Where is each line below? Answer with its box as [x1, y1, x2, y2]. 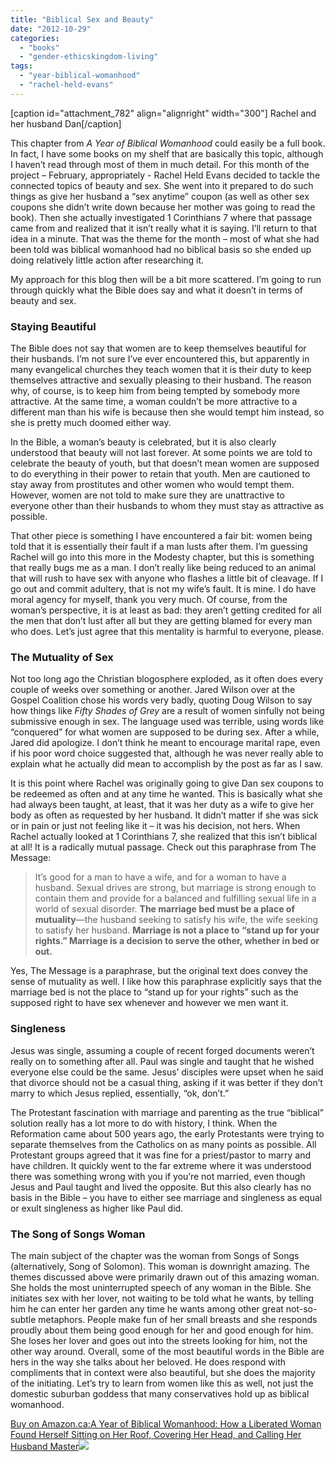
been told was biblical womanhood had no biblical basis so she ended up [10, 243, 312, 255]
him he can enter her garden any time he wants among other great [10, 1302, 284, 1315]
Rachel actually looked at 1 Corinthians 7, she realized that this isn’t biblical [10, 831, 318, 843]
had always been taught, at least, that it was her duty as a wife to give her [10, 799, 315, 811]
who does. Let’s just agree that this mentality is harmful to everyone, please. [10, 626, 325, 638]
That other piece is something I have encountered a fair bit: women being [10, 530, 313, 542]
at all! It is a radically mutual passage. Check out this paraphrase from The [10, 841, 317, 853]
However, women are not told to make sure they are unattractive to [10, 489, 285, 501]
